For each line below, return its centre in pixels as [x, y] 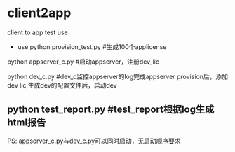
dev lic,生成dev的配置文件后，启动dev [62, 85]
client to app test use [38, 32]
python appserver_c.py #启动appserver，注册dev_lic [83, 62]
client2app [39, 13]
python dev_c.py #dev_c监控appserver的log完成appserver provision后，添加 [117, 76]
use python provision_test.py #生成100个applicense [92, 46]
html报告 [27, 123]
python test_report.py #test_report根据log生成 [111, 110]
